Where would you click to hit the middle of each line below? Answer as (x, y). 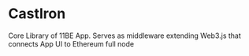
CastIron (37, 14)
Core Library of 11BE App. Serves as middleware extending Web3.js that (125, 35)
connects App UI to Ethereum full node (71, 43)
